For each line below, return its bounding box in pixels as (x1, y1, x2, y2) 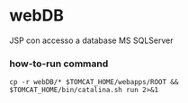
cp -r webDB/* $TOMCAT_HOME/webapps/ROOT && (9, 78, 179, 87)
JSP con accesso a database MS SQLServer (9, 35, 174, 46)
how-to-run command (9, 57, 109, 70)
